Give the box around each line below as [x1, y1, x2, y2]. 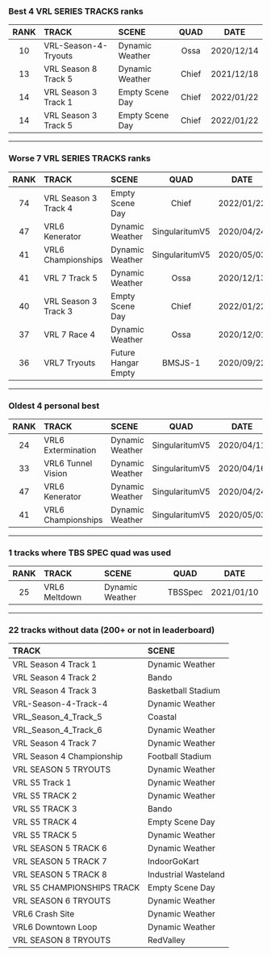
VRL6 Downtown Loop [12, 921, 98, 933]
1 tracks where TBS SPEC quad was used [8, 547, 172, 558]
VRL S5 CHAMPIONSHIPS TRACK [12, 882, 140, 894]
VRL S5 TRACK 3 [12, 803, 77, 815]
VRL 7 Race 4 [44, 329, 95, 340]
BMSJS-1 [161, 357, 201, 369]
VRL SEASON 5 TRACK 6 [12, 843, 107, 854]
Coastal [148, 711, 177, 722]
